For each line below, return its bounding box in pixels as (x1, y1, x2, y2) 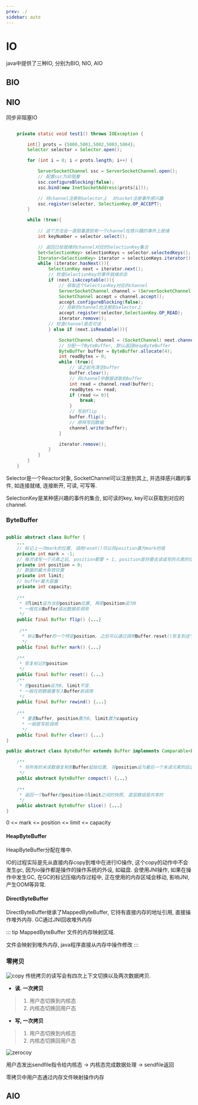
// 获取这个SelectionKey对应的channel (58, 282, 148, 288)
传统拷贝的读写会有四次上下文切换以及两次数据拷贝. (25, 972, 151, 979)
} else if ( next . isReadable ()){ (48, 326, 128, 333)
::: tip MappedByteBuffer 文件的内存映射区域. (6, 928, 115, 936)
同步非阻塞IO (6, 113, 38, 121)
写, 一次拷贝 (14, 1017, 44, 1024)
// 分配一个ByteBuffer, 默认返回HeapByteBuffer (58, 343, 171, 348)
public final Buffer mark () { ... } (16, 644, 101, 650)
